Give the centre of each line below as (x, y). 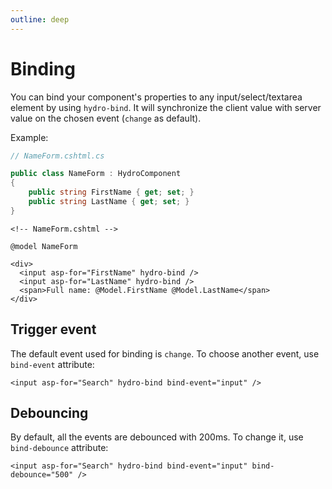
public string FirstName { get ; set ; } (111, 192)
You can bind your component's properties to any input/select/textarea (156, 97)
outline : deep (40, 19)
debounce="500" (42, 475)
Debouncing (49, 413)
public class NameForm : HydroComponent (96, 174)
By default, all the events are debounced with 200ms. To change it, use (157, 437)
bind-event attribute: (52, 364)
